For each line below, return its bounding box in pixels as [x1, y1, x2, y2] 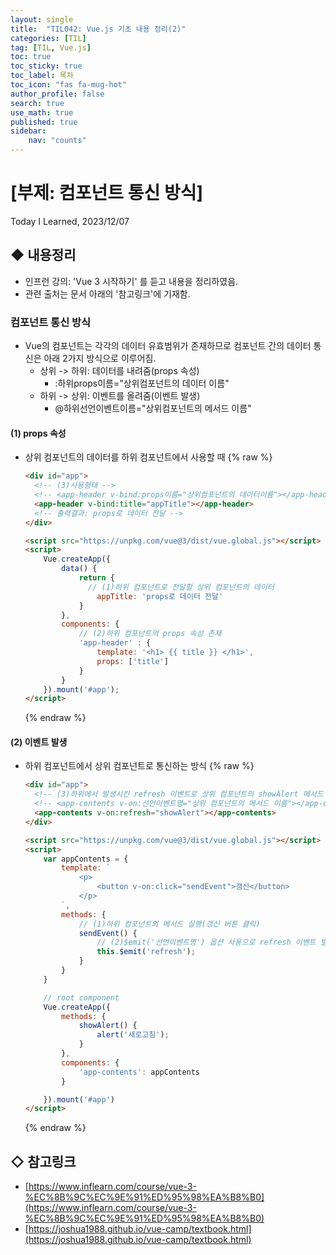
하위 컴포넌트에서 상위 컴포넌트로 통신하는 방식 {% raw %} [24, 760, 255, 772]
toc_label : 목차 [10, 71, 74, 81]
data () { [61, 564, 98, 574]
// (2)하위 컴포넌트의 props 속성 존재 [78, 629, 222, 639]
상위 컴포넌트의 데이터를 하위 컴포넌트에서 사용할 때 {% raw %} [24, 451, 273, 463]
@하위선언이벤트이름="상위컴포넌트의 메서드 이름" [54, 402, 252, 415]
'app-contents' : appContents [78, 1067, 201, 1077]
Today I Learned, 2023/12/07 [10, 215, 130, 227]
